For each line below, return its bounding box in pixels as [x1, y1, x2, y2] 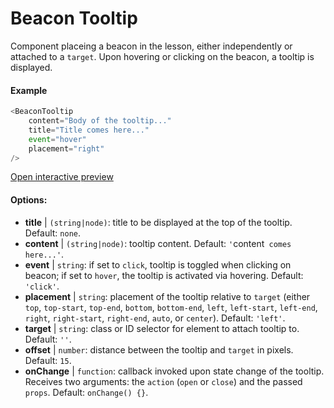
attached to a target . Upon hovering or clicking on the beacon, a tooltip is [10, 50, 315, 62]
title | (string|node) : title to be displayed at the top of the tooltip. [24, 216, 293, 228]
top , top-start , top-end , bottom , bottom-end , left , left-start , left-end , [24, 301, 318, 313]
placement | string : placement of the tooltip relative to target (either [24, 290, 311, 302]
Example [10, 84, 48, 96]
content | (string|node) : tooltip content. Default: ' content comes [24, 237, 292, 249]
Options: [10, 193, 48, 206]
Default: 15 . [24, 354, 72, 366]
